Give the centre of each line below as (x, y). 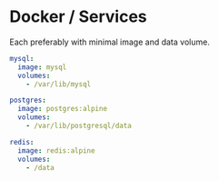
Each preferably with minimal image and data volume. (110, 42)
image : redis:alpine (56, 151)
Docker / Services (78, 17)
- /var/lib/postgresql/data (79, 126)
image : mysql (42, 67)
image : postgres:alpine (62, 109)
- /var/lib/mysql (59, 84)
